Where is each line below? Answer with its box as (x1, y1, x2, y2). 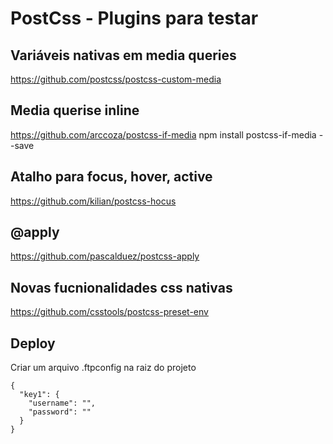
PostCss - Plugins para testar (10, 7, 259, 30)
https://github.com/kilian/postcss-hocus (10, 195, 177, 207)
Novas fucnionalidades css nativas (10, 279, 233, 296)
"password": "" (28, 407, 92, 417)
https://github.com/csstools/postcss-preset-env (10, 306, 209, 318)
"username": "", (28, 398, 97, 409)
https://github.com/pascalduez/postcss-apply (10, 250, 200, 262)
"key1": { (19, 390, 60, 400)
